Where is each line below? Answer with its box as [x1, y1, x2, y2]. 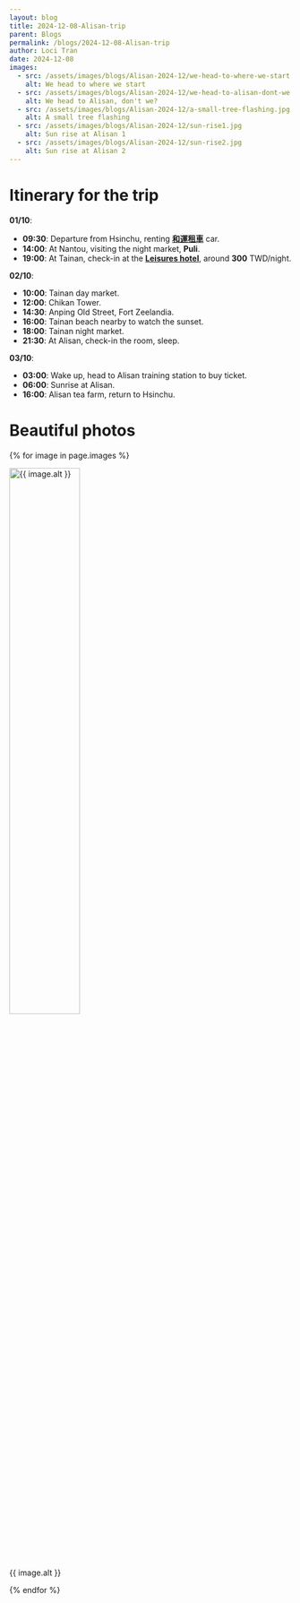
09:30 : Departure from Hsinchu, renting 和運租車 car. [21, 233, 220, 244]
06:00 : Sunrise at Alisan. [21, 379, 116, 390]
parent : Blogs [9, 30, 63, 39]
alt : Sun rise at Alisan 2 [25, 146, 126, 155]
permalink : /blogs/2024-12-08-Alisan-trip [9, 38, 170, 47]
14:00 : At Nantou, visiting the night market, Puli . [21, 243, 201, 254]
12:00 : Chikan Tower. [21, 297, 101, 307]
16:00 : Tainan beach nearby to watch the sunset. [21, 315, 204, 327]
